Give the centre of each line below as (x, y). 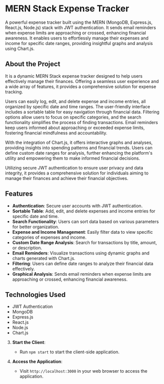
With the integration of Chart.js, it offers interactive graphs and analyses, (79, 142)
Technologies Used (35, 295)
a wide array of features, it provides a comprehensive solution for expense (81, 86)
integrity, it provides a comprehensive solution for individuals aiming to (77, 173)
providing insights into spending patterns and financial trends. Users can (79, 148)
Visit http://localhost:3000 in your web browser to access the (83, 371)
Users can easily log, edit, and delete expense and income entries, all (76, 101)
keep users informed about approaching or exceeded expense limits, (75, 128)
